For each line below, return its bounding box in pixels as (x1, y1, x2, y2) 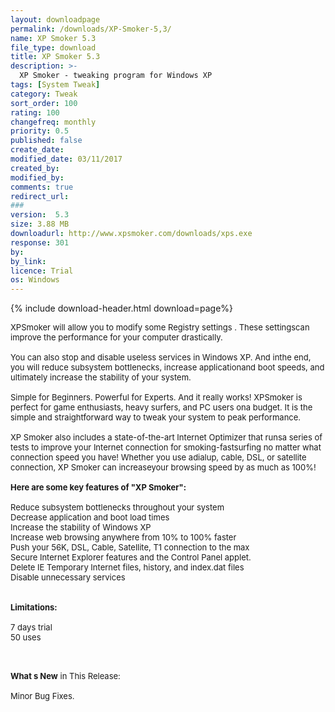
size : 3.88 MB (10, 219, 70, 230)
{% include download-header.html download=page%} (10, 302, 234, 315)
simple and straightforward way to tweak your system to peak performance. (10, 412, 302, 423)
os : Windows (10, 275, 60, 285)
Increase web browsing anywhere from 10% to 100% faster (10, 532, 237, 543)
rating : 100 (10, 107, 60, 118)
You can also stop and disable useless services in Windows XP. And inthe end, (10, 352, 312, 363)
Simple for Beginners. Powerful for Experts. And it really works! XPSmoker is (10, 392, 303, 403)
